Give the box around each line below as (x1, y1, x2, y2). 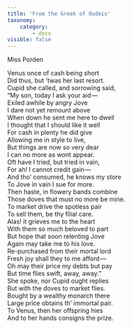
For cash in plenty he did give (7, 129, 93, 137)
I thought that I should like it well (7, 121, 101, 129)
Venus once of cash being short (7, 69, 99, 78)
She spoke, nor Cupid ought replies (7, 277, 110, 285)
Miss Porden (7, 55, 44, 64)
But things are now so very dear (7, 143, 99, 152)
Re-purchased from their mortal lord (7, 247, 112, 256)
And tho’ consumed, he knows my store (7, 173, 122, 182)
